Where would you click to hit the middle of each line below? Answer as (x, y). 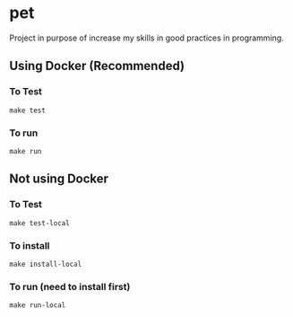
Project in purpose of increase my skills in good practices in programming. (146, 38)
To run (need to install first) (70, 286)
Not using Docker (59, 179)
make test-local (39, 223)
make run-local (38, 305)
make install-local (46, 264)
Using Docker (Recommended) (97, 66)
